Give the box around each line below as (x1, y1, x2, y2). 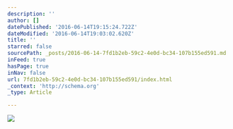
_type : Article (7, 89, 52, 96)
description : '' (7, 10, 55, 18)
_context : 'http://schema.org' (7, 82, 100, 90)
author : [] (7, 17, 40, 24)
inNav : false (7, 69, 46, 76)
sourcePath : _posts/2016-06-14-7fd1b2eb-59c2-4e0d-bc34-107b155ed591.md (7, 50, 227, 57)
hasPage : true (7, 63, 50, 70)
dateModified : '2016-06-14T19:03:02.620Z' (7, 30, 135, 37)
